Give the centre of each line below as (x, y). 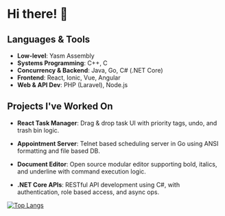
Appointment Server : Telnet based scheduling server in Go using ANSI (118, 143)
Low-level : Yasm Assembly (56, 56)
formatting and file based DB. (59, 151)
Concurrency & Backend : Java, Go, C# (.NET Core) (90, 70)
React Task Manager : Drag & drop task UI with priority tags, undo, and (117, 123)
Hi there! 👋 (38, 14)
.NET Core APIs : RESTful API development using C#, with (98, 184)
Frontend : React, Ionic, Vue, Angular (69, 77)
